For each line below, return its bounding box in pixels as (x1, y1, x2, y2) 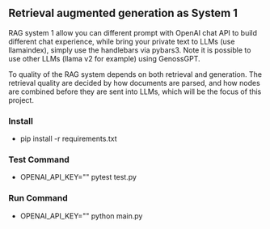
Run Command (8, 193, 68, 204)
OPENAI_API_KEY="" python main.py (19, 210, 143, 221)
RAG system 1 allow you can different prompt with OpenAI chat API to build (8, 28, 257, 37)
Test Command (8, 154, 70, 165)
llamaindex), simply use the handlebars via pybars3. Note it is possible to (8, 45, 251, 55)
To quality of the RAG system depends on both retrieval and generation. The (8, 69, 263, 79)
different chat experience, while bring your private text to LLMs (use (8, 36, 235, 46)
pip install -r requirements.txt (19, 134, 117, 144)
